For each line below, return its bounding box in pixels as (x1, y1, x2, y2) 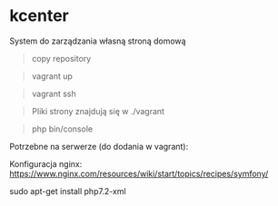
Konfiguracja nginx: (9, 158, 83, 169)
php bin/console (31, 123, 94, 134)
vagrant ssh (31, 88, 77, 99)
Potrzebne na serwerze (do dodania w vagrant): (9, 141, 189, 152)
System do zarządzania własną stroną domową (9, 35, 186, 46)
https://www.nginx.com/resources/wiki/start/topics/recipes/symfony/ (9, 168, 269, 179)
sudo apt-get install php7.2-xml (9, 185, 126, 196)
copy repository (31, 53, 92, 64)
